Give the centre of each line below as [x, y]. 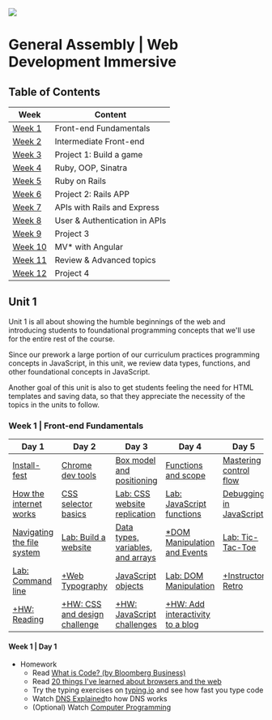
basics [74, 514]
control [236, 470]
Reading [28, 619]
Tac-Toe [239, 547]
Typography [84, 586]
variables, [134, 547]
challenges [136, 624]
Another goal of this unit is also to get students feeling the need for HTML [131, 387]
